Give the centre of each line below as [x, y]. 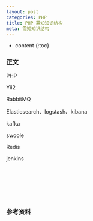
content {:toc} [32, 46]
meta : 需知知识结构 [28, 29]
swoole [15, 135]
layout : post [22, 12]
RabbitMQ [19, 99]
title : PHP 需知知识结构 [34, 23]
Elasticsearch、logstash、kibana [47, 111]
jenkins [15, 158]
